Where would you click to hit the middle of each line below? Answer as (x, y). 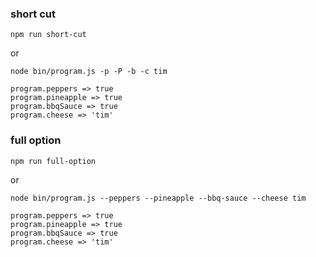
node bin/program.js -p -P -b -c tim (89, 72)
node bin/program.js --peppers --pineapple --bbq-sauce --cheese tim (158, 198)
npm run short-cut (48, 35)
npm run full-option (53, 161)
